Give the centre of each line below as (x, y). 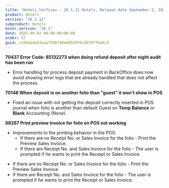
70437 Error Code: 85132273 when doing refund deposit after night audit (83, 57)
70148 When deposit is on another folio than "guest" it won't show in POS (84, 92)
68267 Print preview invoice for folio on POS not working (66, 123)
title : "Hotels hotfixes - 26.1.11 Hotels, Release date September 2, (81, 10)
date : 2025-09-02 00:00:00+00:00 (40, 33)
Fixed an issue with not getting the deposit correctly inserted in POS (83, 102)
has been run (19, 62)
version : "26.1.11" (26, 19)
